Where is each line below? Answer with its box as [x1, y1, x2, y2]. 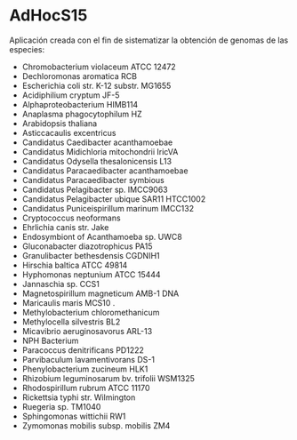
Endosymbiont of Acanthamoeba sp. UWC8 [21, 231, 182, 242]
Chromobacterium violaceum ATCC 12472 [21, 61, 176, 72]
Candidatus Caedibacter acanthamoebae [21, 137, 173, 148]
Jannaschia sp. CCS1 [21, 278, 100, 289]
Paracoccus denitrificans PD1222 [21, 344, 145, 356]
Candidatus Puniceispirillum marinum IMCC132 [21, 203, 194, 213]
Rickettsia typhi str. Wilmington [21, 392, 136, 403]
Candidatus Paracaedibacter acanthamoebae [21, 165, 189, 176]
